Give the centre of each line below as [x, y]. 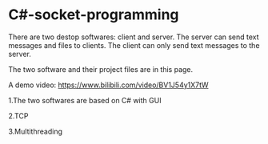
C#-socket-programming [94, 15]
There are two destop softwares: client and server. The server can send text [134, 37]
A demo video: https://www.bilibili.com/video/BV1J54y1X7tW [108, 85]
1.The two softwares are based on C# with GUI [85, 100]
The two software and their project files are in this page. [101, 69]
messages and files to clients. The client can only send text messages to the [134, 45]
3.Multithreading [35, 131]
